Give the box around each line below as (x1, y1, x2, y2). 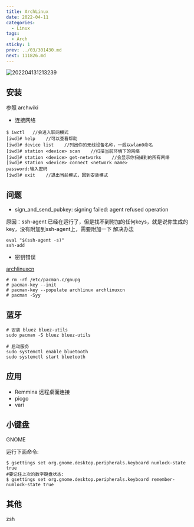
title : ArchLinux (6, 8, 49, 15)
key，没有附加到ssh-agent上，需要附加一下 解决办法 (6, 226, 134, 233)
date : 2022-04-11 (6, 14, 49, 20)
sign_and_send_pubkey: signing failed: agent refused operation (14, 206, 169, 213)
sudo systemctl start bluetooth (6, 354, 86, 360)
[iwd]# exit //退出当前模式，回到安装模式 (6, 173, 108, 178)
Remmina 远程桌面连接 (14, 388, 70, 395)
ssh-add (6, 243, 25, 249)
